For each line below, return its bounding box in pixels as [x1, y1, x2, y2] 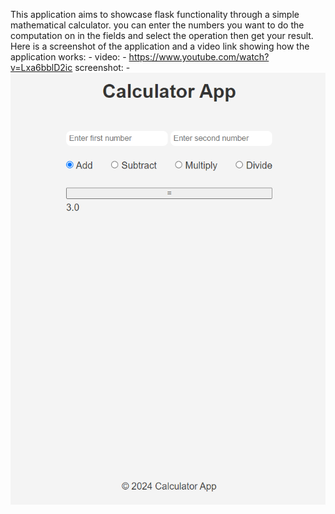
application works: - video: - [10, 51, 127, 63]
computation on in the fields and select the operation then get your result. [10, 30, 314, 41]
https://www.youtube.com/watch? [128, 51, 270, 63]
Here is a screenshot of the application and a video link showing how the [10, 40, 310, 52]
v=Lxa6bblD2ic [10, 62, 73, 73]
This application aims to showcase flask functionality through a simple [10, 9, 300, 20]
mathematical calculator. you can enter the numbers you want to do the [10, 19, 305, 31]
